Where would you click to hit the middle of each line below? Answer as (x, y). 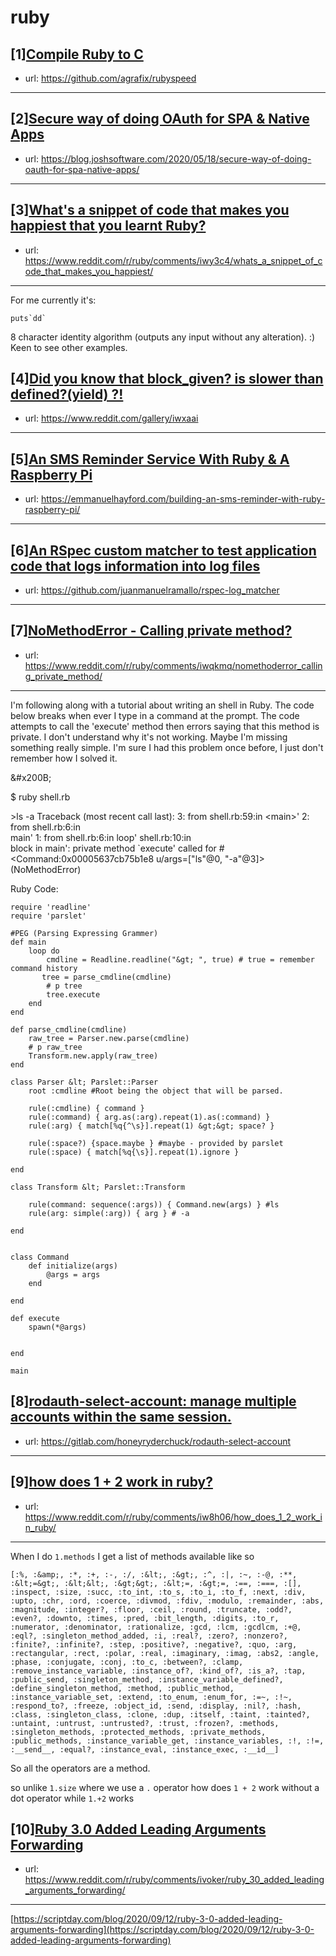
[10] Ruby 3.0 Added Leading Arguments (138, 1829)
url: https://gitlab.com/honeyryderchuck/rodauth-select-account (158, 1441)
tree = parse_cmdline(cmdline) (106, 977)
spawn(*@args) (57, 1327)
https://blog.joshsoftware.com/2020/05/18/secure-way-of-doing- (176, 158)
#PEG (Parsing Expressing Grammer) (84, 933)
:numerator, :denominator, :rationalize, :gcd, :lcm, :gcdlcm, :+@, (156, 1627)
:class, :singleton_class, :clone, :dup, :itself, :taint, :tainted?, (160, 1714)
